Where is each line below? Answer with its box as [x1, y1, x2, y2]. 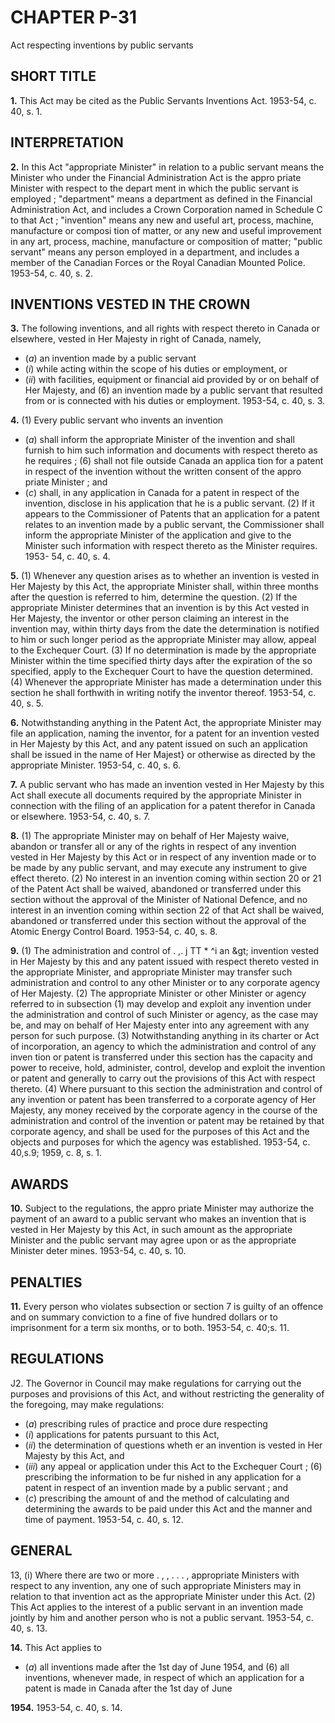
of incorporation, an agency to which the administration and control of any [10, 1041, 317, 1053]
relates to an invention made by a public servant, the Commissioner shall [24, 519, 325, 531]
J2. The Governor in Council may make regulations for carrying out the [10, 1377, 302, 1389]
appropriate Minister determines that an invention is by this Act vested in [10, 602, 310, 614]
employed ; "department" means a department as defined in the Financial [10, 192, 313, 205]
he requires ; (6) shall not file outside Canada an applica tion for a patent [24, 455, 324, 467]
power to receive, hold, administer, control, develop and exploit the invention [10, 1062, 326, 1074]
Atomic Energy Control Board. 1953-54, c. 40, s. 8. [10, 926, 218, 938]
